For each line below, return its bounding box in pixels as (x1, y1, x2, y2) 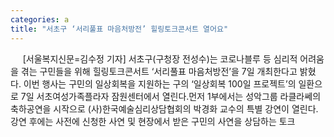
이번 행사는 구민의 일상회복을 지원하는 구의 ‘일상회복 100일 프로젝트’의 (23, 77, 297, 90)
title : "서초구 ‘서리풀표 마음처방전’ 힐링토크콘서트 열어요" (10, 24, 229, 34)
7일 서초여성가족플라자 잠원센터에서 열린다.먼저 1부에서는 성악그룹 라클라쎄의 (20, 90, 322, 102)
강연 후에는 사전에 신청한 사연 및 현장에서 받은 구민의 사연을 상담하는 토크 (10, 115, 296, 127)
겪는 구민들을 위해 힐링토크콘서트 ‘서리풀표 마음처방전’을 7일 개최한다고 (20, 65, 298, 77)
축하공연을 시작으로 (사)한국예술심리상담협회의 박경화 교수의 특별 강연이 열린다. (10, 102, 319, 115)
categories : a (10, 14, 70, 25)
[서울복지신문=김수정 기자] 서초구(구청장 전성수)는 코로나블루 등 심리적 (22, 52, 298, 65)
